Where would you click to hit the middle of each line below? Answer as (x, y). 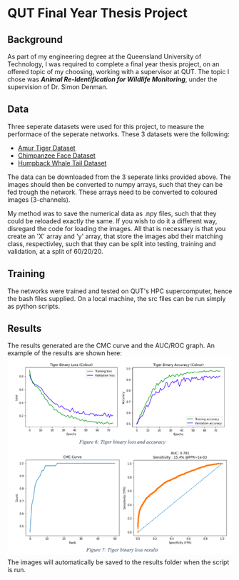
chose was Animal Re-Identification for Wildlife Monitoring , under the (112, 79)
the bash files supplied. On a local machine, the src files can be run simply (117, 298)
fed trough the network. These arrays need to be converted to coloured (112, 192)
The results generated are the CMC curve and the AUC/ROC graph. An (111, 346)
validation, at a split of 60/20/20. (55, 251)
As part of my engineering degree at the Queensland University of (105, 56)
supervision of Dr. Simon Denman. (58, 87)
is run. (17, 570)
